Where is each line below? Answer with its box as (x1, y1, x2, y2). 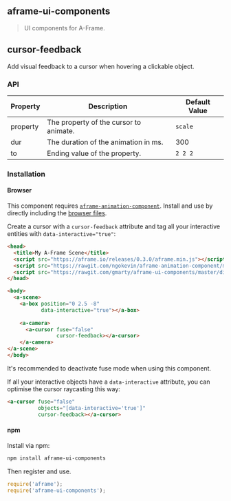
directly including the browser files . (7, 209, 107, 217)
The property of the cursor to (47, 117, 142, 127)
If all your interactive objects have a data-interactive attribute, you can (7, 377, 210, 386)
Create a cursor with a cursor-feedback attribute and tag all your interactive (7, 222, 221, 230)
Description (88, 101, 128, 111)
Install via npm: (7, 441, 50, 449)
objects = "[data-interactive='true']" (37, 404, 146, 411)
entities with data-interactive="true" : (7, 230, 116, 238)
